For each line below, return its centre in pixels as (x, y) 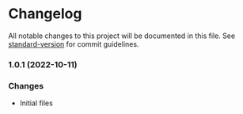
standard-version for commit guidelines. (74, 44)
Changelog (45, 14)
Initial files (36, 103)
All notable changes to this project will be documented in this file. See (122, 36)
